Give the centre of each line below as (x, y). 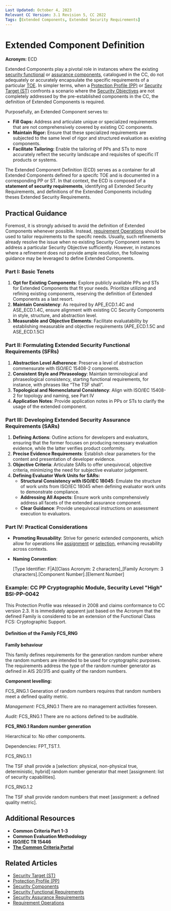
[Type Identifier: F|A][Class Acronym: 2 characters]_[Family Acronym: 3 (88, 569)
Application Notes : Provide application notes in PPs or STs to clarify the (89, 401)
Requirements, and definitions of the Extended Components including (78, 192)
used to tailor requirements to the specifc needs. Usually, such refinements (84, 237)
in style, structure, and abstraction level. (55, 316)
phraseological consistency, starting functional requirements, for (81, 379)
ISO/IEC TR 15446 (32, 842)
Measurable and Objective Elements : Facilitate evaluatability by (80, 321)
